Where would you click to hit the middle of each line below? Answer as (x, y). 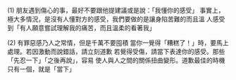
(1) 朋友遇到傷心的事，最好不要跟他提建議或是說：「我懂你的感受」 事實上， (116, 10)
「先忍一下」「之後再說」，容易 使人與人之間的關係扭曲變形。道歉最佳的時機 (116, 60)
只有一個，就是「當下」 (41, 69)
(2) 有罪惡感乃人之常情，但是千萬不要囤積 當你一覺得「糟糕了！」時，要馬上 (118, 43)
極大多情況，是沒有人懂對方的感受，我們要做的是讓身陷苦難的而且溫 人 (110, 19)
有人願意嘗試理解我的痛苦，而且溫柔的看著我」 (87, 28)
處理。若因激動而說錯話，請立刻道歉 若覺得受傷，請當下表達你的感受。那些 (116, 52)
